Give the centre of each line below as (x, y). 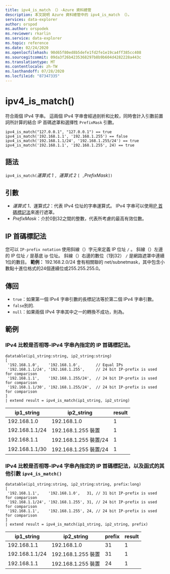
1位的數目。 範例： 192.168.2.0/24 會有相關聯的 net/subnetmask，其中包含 (83, 262)
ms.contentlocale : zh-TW (31, 67)
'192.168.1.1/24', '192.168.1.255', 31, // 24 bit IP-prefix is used (82, 502)
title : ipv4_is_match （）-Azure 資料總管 (48, 10)
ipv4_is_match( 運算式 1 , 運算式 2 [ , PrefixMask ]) (59, 175)
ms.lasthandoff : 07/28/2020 (35, 72)
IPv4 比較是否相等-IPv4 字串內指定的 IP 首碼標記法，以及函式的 (82, 466)
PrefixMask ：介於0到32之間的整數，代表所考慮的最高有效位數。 (79, 218)
